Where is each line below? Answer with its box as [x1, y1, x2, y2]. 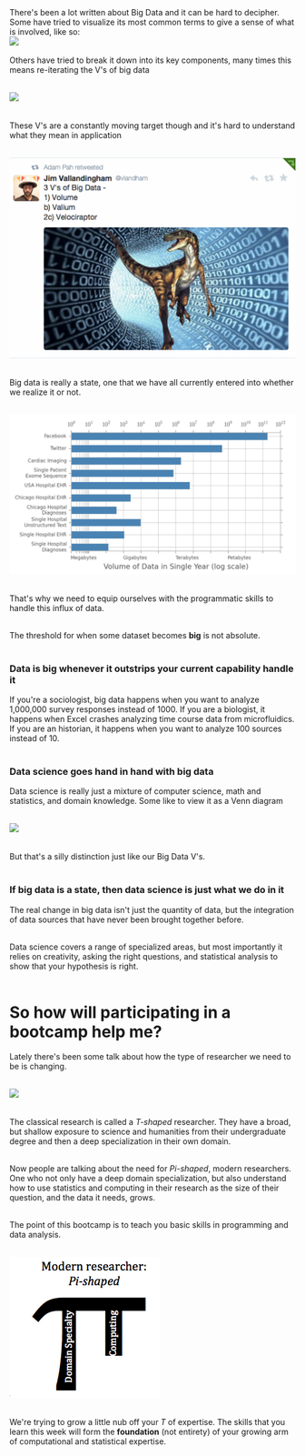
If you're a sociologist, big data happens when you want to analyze [9, 694, 261, 705]
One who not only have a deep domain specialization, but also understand [9, 1173, 287, 1184]
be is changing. [9, 1061, 67, 1072]
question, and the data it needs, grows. [9, 1192, 156, 1203]
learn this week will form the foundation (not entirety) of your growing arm [9, 1426, 289, 1438]
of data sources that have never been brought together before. [9, 914, 244, 925]
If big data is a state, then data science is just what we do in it [9, 884, 284, 897]
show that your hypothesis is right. [9, 960, 139, 971]
